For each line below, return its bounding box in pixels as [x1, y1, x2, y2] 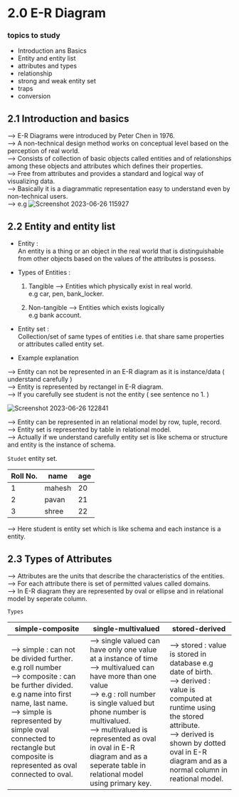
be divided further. [11, 653, 73, 663]
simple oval [11, 724, 49, 734]
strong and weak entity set [17, 77, 96, 85]
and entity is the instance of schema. [7, 440, 116, 449]
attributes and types [17, 62, 77, 71]
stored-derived [171, 623, 226, 633]
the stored [169, 711, 204, 721]
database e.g [169, 657, 213, 667]
